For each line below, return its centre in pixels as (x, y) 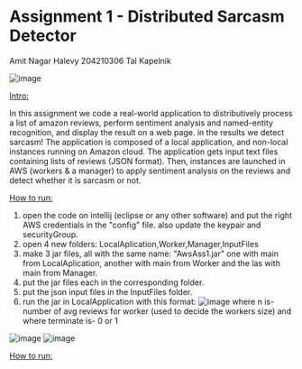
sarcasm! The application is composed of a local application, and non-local (149, 142)
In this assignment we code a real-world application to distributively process (151, 113)
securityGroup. (50, 234)
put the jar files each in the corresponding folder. (113, 282)
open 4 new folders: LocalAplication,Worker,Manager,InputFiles (140, 244)
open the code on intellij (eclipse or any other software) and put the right (157, 215)
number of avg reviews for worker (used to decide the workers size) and (157, 311)
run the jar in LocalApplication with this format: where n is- (148, 301)
